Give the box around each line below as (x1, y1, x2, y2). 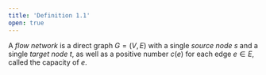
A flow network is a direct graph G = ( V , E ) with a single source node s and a (8, 40, 258, 50)
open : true (8, 19, 44, 27)
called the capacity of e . (8, 57, 87, 67)
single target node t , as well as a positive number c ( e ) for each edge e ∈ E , (8, 49, 255, 58)
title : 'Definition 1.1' (8, 11, 91, 20)
